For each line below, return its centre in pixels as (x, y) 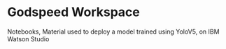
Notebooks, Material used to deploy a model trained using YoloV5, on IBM (113, 31)
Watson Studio (28, 38)
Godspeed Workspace (73, 12)
